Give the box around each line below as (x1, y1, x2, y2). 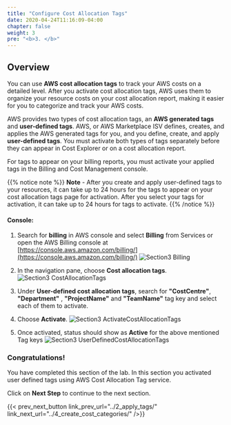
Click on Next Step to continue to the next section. (7, 389, 151, 397)
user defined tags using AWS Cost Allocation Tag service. (7, 376, 171, 384)
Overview (7, 61, 50, 73)
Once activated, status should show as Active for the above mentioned (17, 329, 219, 337)
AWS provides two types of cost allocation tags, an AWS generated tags (7, 114, 214, 123)
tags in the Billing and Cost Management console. (7, 165, 148, 173)
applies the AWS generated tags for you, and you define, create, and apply (7, 129, 219, 138)
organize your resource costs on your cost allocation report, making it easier (7, 94, 225, 102)
